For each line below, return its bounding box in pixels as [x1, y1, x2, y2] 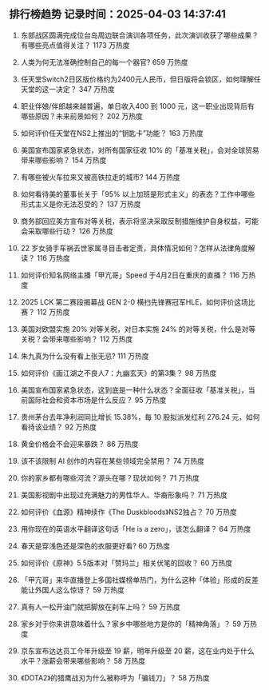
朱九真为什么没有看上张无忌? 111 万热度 [20, 351, 149, 361]
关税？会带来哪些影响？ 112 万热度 [20, 334, 133, 344]
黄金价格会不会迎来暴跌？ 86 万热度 [20, 439, 139, 449]
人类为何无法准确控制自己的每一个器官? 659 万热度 [20, 57, 188, 66]
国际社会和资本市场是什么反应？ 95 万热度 [27, 395, 167, 405]
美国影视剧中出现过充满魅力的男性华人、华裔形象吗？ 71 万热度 [20, 490, 228, 500]
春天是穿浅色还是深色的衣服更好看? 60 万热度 [20, 540, 171, 550]
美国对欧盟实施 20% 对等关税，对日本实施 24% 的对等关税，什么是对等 [20, 324, 256, 333]
